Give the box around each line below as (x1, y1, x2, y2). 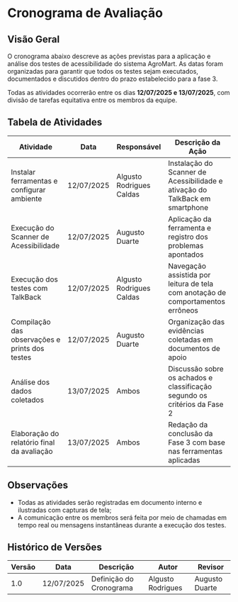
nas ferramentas (167, 446, 223, 456)
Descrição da (174, 137, 221, 147)
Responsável (116, 142, 161, 152)
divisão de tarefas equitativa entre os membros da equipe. (7, 96, 178, 104)
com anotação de (167, 287, 227, 297)
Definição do (91, 574, 135, 584)
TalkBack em (167, 194, 211, 204)
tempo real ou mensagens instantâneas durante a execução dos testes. (17, 520, 227, 529)
